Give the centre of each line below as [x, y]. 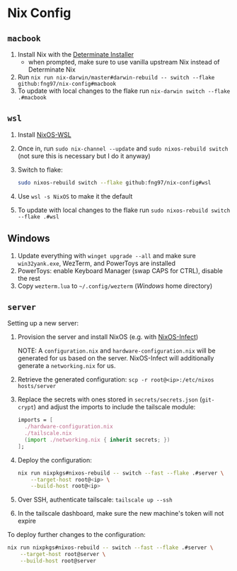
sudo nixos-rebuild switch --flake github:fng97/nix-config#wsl [114, 182]
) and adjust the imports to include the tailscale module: [115, 407]
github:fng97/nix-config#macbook [67, 84]
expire [27, 521]
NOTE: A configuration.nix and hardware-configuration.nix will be [116, 351]
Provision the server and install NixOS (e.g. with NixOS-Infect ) [108, 337]
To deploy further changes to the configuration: [77, 535]
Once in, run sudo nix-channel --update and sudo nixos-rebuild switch [123, 148]
